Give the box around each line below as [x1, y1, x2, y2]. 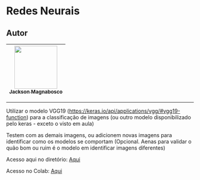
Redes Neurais [6, 4, 80, 18]
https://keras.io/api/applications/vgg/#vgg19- [68, 107, 180, 114]
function [6, 114, 27, 120]
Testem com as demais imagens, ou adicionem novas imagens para [6, 132, 173, 138]
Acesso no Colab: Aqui [6, 167, 62, 174]
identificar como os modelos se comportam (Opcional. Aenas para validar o [6, 138, 192, 145]
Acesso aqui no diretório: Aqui [6, 156, 80, 163]
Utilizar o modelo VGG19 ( [6, 107, 70, 114]
